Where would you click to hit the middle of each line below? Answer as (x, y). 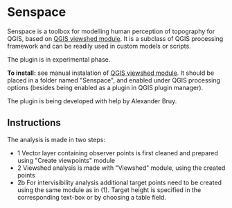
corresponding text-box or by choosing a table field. (91, 197)
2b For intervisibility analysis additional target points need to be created (119, 182)
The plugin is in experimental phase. (59, 59)
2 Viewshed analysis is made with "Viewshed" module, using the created (121, 168)
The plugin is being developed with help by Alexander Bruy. (92, 101)
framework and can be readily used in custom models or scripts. (99, 46)
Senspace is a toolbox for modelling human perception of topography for (111, 31)
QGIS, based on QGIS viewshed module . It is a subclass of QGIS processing (115, 38)
